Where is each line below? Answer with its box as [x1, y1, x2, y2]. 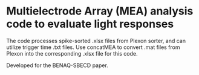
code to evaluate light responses [6, 17, 174, 31]
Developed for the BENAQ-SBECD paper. [6, 62, 109, 69]
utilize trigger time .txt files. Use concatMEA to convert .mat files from [6, 44, 180, 51]
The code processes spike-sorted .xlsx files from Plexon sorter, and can [6, 37, 186, 44]
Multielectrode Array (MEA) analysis [6, 4, 194, 18]
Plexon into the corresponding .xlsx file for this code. [6, 50, 138, 57]
